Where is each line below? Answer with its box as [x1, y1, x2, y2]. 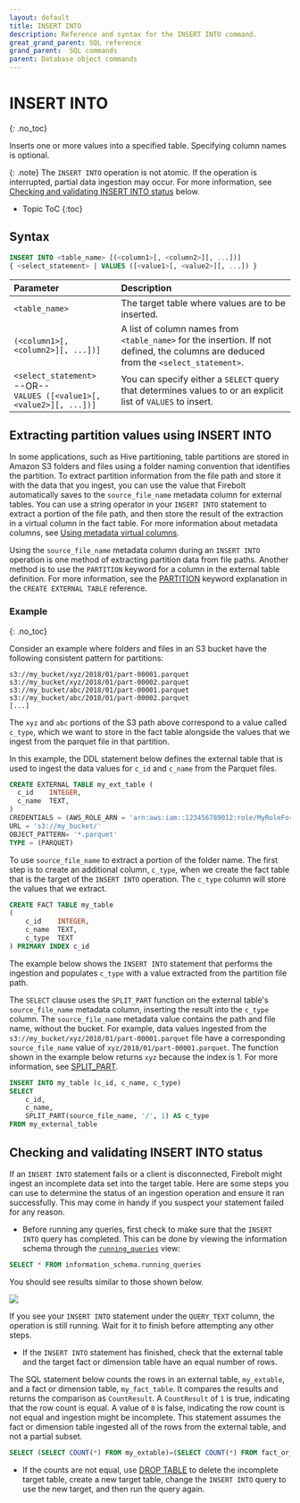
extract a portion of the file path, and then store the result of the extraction [9, 508, 284, 519]
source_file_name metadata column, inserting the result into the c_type [9, 1003, 270, 1014]
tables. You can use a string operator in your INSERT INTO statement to [9, 499, 267, 510]
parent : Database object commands [9, 55, 138, 64]
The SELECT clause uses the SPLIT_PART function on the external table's [9, 995, 270, 1005]
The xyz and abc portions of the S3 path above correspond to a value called [9, 717, 287, 728]
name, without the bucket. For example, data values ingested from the [9, 1022, 267, 1034]
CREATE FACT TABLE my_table [9, 901, 114, 909]
